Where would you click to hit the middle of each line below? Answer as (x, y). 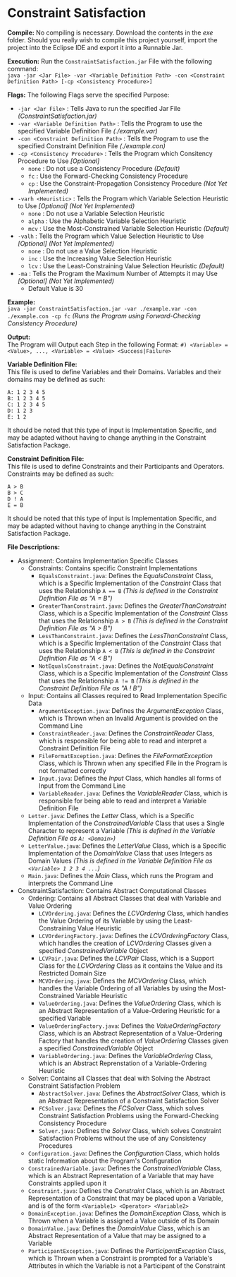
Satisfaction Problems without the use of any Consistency (122, 1138)
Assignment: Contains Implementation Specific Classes (98, 560)
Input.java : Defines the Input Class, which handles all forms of (130, 778)
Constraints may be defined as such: (61, 474)
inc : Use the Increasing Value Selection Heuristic (100, 258)
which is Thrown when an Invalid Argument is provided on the (128, 718)
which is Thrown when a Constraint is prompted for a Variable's (120, 1258)
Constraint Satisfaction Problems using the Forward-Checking (129, 1115)
